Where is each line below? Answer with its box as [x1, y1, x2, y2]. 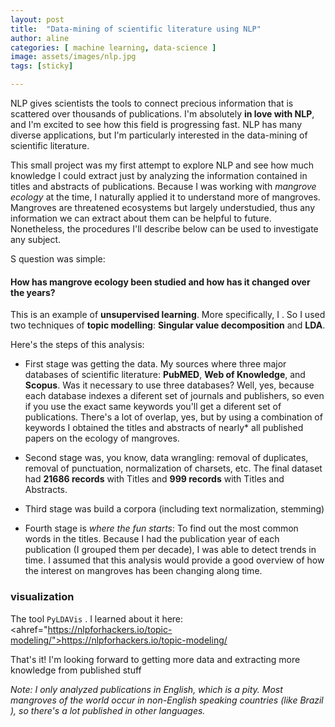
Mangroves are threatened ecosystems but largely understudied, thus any [10, 202, 316, 213]
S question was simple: [10, 253, 106, 265]
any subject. [10, 234, 62, 245]
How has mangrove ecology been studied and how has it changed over [10, 276, 311, 288]
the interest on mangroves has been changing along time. [24, 565, 263, 577]
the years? [10, 286, 56, 298]
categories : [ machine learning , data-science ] [10, 42, 217, 53]
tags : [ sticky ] [10, 61, 74, 71]
